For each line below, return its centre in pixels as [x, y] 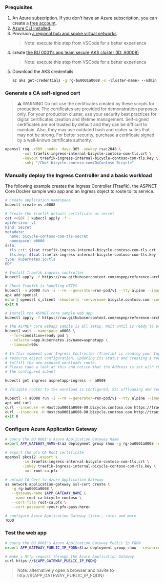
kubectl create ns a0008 [30, 205]
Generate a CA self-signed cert [43, 93]
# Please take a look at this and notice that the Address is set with [79, 367]
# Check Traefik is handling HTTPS [41, 286]
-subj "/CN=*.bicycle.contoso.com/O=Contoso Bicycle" [78, 163]
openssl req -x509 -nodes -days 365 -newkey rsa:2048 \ [63, 149]
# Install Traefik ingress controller [44, 273]
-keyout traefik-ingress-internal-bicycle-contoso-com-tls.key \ [91, 158]
